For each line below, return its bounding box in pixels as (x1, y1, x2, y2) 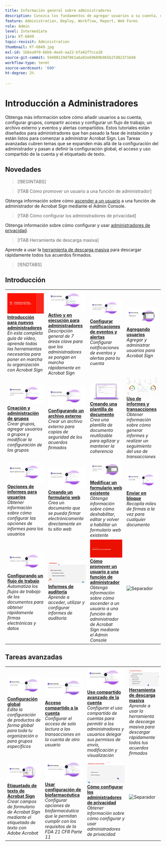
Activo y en (48, 312, 73, 318)
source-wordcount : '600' (5, 65, 56, 70)
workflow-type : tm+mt (5, 60, 50, 65)
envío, (87, 741, 100, 747)
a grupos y (7, 431, 30, 437)
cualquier (126, 517, 146, 523)
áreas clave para (48, 338, 83, 344)
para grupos (7, 738, 33, 744)
